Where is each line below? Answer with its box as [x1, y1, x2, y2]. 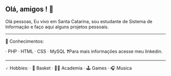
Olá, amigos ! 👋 [5, 5, 54, 14]
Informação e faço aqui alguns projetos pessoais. [5, 24, 109, 30]
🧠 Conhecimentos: [5, 38, 44, 44]
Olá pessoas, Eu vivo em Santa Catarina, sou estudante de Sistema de [5, 18, 153, 24]
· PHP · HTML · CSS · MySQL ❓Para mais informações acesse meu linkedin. [5, 48, 163, 54]
